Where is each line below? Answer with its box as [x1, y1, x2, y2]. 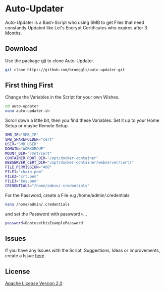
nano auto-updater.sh [5, 108, 50, 113]
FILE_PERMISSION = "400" [5, 165, 52, 170]
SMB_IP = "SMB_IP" [5, 132, 39, 137]
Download [5, 44, 37, 53]
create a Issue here [5, 253, 45, 259]
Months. [5, 30, 22, 36]
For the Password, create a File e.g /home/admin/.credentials [5, 192, 130, 198]
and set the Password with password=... [5, 211, 87, 217]
